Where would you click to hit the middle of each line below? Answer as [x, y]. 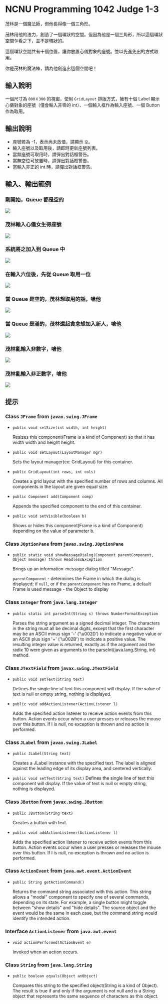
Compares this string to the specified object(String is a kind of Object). [85, 985]
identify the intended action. [41, 918]
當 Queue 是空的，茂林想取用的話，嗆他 [53, 299]
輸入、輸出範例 [28, 184]
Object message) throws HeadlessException [57, 560]
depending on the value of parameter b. [53, 531]
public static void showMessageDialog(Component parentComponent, [83, 555]
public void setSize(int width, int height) [59, 428]
